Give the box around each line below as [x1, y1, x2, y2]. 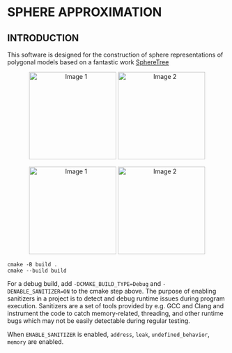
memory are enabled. [7, 338, 64, 346]
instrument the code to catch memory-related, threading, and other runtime [7, 309, 224, 317]
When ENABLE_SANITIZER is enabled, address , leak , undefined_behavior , [7, 330, 210, 338]
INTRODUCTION [7, 32, 79, 44]
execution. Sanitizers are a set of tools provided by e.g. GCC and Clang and [7, 302, 224, 310]
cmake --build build [7, 267, 68, 274]
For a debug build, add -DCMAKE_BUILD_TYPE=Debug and [7, 280, 162, 287]
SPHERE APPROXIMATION [7, 4, 162, 20]
